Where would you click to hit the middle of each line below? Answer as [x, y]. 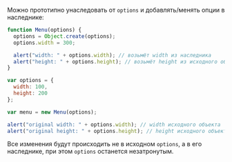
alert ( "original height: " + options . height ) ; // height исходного [106, 131]
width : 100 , [31, 87]
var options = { [30, 81]
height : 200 [31, 93]
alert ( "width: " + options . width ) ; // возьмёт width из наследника [113, 55]
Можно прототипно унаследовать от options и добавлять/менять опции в [116, 10]
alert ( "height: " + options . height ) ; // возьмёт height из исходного [115, 61]
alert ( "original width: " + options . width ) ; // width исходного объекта [114, 124]
